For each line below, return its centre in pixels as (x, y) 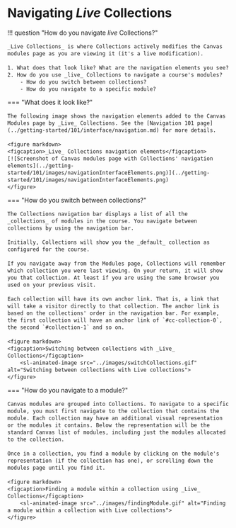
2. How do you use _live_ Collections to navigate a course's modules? (115, 75)
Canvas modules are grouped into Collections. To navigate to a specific (118, 404)
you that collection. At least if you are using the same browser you (113, 278)
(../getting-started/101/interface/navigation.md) (83, 130)
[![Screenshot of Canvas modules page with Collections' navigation (110, 158)
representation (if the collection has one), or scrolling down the (110, 461)
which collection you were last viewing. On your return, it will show (115, 271)
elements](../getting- (41, 165)
